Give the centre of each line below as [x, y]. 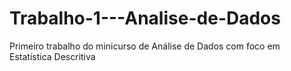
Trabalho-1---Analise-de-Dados [145, 18]
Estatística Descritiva [52, 56]
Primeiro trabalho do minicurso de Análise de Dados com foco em [145, 46]
